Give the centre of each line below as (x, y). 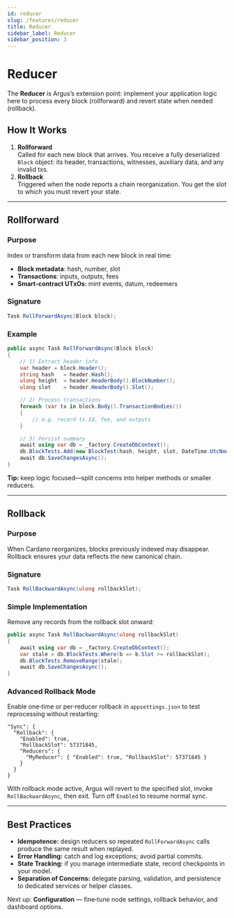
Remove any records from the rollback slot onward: (81, 622)
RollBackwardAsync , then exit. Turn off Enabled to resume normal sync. (107, 796)
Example (22, 334)
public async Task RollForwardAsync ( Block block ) (81, 349)
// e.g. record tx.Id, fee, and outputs (92, 420)
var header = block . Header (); (64, 368)
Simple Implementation (47, 607)
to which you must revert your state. (69, 191)
